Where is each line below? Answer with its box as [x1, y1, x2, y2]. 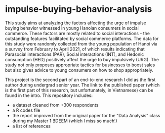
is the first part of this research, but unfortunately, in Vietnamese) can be [5, 87, 154, 93]
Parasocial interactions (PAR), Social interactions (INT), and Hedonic [5, 51, 144, 57]
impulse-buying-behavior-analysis [5, 3, 152, 15]
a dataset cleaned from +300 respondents [12, 102, 99, 108]
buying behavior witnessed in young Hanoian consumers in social [5, 25, 139, 31]
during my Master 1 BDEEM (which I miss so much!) [12, 118, 118, 124]
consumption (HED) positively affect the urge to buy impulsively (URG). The [5, 56, 159, 62]
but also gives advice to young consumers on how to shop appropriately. [5, 67, 154, 73]
